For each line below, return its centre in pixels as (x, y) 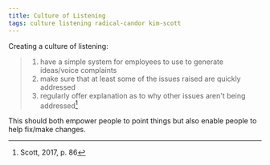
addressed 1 (59, 105)
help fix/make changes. (47, 130)
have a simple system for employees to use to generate (131, 62)
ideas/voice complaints (78, 70)
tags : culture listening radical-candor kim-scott (95, 23)
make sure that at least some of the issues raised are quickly (140, 78)
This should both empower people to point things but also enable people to (133, 121)
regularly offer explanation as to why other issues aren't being (143, 95)
